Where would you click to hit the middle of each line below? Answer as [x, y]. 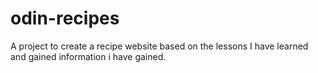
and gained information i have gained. [88, 56]
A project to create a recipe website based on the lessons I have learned [159, 46]
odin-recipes [65, 18]
